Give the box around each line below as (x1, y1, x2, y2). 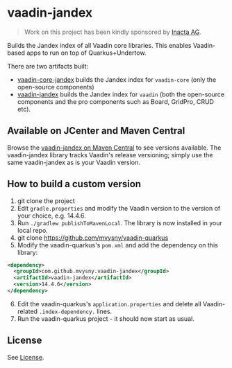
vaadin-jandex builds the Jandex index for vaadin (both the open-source (17, 90, 225, 98)
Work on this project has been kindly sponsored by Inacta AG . (24, 28, 201, 36)
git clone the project (17, 196, 75, 205)
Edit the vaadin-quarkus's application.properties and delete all (17, 299, 201, 308)
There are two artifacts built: (7, 62, 89, 70)
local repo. (17, 226, 49, 234)
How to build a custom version (7, 178, 141, 190)
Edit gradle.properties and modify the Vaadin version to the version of (17, 204, 221, 212)
